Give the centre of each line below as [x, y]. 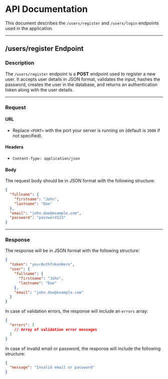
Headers [14, 147]
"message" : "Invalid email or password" [52, 368]
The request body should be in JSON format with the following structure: [80, 181]
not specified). [27, 135]
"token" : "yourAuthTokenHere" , [42, 265]
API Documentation [46, 9]
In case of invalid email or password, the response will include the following [83, 349]
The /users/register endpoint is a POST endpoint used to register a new [80, 74]
